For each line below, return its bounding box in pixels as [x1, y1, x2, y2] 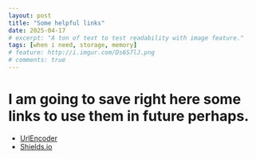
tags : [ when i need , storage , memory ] [8, 41, 137, 49]
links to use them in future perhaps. [8, 107, 250, 126]
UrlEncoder [19, 133, 58, 143]
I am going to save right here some [8, 91, 242, 108]
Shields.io [19, 142, 53, 151]
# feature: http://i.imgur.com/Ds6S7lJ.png [8, 48, 156, 56]
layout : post [8, 11, 52, 20]
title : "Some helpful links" [8, 19, 105, 27]
